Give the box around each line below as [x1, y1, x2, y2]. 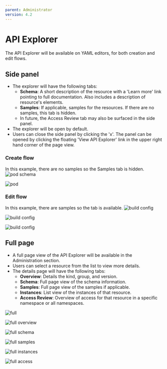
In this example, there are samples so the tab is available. [5, 205, 123, 211]
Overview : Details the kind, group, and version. [19, 273, 117, 279]
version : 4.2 [5, 12, 32, 17]
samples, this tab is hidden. [19, 110, 76, 116]
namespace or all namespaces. [19, 300, 84, 306]
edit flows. [5, 56, 27, 62]
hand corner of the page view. [12, 142, 75, 148]
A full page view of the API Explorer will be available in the [12, 252, 132, 258]
